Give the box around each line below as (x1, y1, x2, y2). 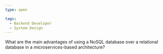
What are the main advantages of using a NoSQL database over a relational (5, 39, 159, 45)
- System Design (9, 25, 43, 30)
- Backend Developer (9, 21, 52, 26)
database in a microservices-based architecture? (5, 44, 105, 50)
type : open (5, 7, 28, 12)
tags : (5, 16, 16, 21)
